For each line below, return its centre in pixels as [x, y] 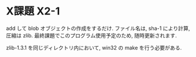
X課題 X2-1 [33, 11]
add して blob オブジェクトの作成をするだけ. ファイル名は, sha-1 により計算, [98, 28]
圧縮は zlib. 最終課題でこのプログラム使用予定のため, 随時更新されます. [92, 35]
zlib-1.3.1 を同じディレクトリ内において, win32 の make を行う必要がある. [94, 48]
